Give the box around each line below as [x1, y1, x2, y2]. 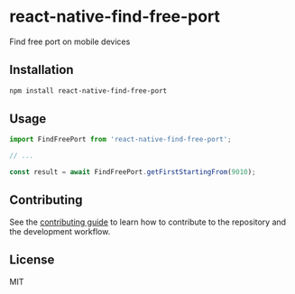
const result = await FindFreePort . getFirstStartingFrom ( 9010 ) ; [9, 168, 256, 177]
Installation [9, 62, 74, 78]
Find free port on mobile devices [9, 36, 131, 47]
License [9, 253, 55, 268]
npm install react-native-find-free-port [9, 86, 168, 96]
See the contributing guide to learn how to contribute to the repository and [9, 216, 287, 227]
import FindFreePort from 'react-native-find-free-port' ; [9, 135, 232, 144]
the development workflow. [9, 225, 111, 236]
